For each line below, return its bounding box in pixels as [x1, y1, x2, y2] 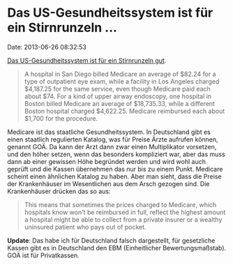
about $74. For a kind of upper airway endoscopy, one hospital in [24, 92, 211, 100]
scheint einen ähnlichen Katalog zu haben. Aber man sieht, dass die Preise [7, 172, 222, 181]
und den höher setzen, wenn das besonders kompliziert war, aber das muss [7, 150, 225, 158]
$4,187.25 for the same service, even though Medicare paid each [24, 84, 211, 93]
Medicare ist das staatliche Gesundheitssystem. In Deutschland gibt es [7, 128, 211, 136]
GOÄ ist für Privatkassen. [7, 251, 80, 259]
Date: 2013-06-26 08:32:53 [7, 43, 87, 51]
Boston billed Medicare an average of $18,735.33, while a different [24, 99, 215, 107]
